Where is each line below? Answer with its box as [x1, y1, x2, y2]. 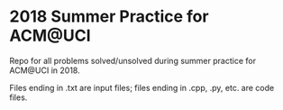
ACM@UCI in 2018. [9, 65, 80, 76]
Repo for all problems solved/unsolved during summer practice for [9, 55, 257, 66]
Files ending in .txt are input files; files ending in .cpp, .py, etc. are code [9, 82, 275, 93]
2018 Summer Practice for [9, 6, 209, 27]
